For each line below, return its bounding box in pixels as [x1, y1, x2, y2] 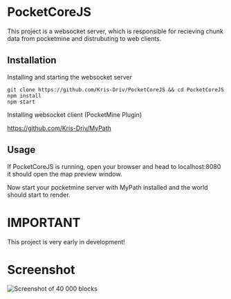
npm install [7, 92, 41, 99]
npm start [7, 98, 36, 105]
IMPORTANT [7, 215, 81, 230]
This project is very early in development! [7, 237, 126, 246]
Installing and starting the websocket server [7, 73, 133, 81]
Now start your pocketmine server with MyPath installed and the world [7, 183, 209, 191]
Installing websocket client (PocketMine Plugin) [7, 110, 142, 118]
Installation [7, 55, 57, 66]
